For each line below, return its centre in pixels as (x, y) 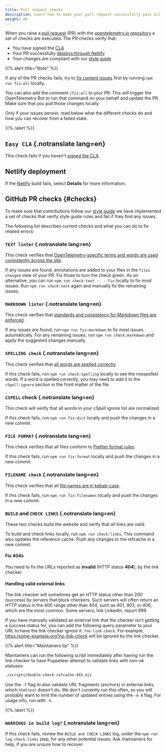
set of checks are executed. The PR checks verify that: (61, 38)
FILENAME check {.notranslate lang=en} (52, 475)
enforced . (15, 320)
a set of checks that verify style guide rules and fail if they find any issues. (81, 216)
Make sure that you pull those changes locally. (53, 104)
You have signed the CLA (38, 48)
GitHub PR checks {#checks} (51, 199)
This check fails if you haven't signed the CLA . (53, 156)
